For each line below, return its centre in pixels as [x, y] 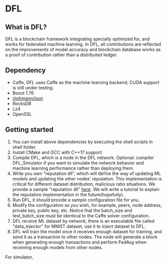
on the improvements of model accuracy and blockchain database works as [83, 49]
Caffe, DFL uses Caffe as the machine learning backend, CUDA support [86, 82]
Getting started [29, 130]
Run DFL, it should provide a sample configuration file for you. [76, 200]
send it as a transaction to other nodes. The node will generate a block [85, 237]
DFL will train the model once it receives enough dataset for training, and [87, 231]
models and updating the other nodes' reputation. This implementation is [87, 178]
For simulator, [19, 257]
